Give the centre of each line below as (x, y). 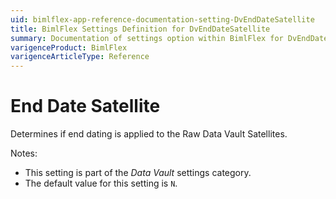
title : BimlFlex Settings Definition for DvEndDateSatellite (140, 29)
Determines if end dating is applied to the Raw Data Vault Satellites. (149, 134)
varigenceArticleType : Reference (80, 57)
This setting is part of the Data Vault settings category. (138, 173)
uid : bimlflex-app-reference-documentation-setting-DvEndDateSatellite (162, 19)
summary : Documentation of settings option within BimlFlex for (147, 38)
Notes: (24, 153)
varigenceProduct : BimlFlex (69, 47)
